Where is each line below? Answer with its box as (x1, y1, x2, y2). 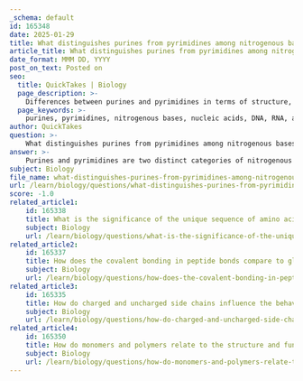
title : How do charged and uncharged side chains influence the (25, 299, 272, 308)
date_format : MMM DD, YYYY (9, 55, 111, 64)
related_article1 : (9, 198, 78, 208)
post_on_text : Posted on (9, 64, 103, 73)
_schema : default (9, 13, 75, 23)
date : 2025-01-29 (9, 30, 75, 39)
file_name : (9, 172, 50, 181)
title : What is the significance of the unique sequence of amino (25, 214, 280, 224)
